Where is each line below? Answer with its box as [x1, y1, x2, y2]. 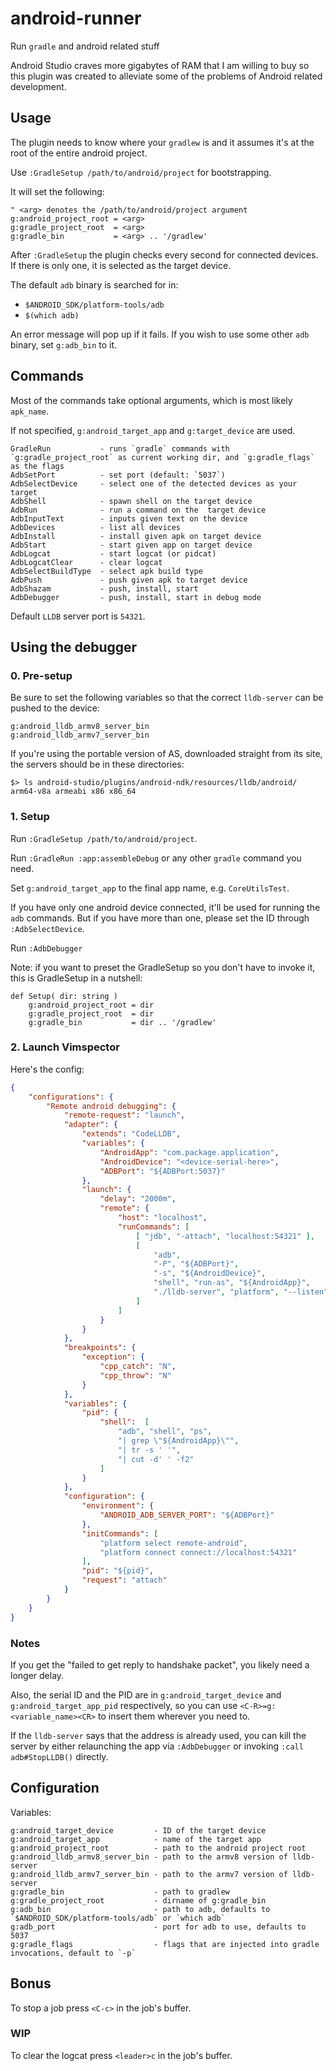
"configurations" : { [28, 1092, 114, 1102]
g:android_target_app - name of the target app [10, 1834, 262, 1844]
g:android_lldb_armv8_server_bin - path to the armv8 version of [10, 1852, 288, 1862]
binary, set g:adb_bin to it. [10, 338, 118, 351]
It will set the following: [10, 185, 105, 197]
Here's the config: [10, 1063, 85, 1075]
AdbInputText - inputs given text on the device [10, 513, 248, 524]
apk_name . [10, 405, 50, 417]
